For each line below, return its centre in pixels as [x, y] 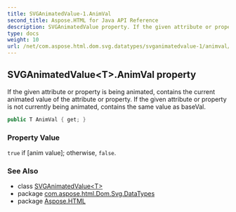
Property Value [34, 138]
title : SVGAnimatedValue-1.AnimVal [59, 14]
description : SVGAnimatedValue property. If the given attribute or [110, 27]
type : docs [23, 33]
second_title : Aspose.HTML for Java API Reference [83, 20]
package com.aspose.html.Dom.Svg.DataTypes [86, 194]
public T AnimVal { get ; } [47, 119]
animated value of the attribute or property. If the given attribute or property [117, 99]
